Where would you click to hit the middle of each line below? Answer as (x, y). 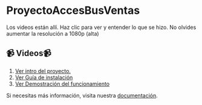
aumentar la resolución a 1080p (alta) (53, 33)
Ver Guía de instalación (44, 77)
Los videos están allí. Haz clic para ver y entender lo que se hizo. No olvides (101, 27)
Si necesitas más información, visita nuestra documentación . (82, 95)
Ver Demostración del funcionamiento (62, 84)
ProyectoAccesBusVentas (73, 11)
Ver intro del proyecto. (43, 71)
